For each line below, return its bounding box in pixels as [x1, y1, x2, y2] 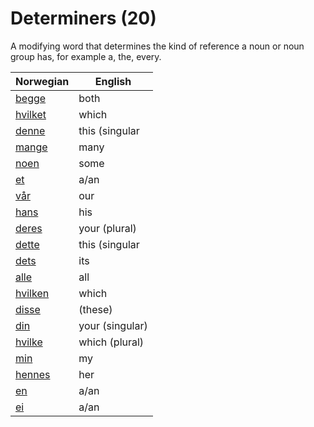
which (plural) [78, 335, 145, 349]
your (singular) [78, 318, 148, 332]
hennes [15, 367, 51, 381]
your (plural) [78, 221, 137, 235]
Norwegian [15, 74, 70, 88]
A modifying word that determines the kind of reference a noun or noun [10, 40, 305, 52]
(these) [78, 302, 113, 316]
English [94, 74, 132, 88]
